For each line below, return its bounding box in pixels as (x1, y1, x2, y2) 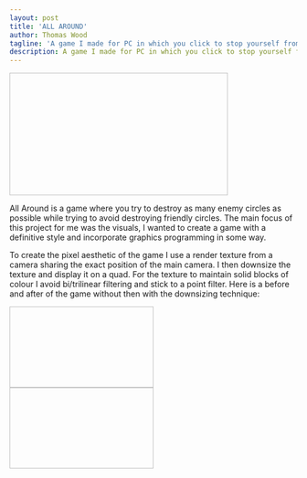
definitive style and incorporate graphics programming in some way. (9, 232, 267, 243)
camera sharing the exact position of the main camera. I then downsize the (9, 259, 291, 270)
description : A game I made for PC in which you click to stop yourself (9, 47, 292, 57)
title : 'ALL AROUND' (9, 22, 89, 31)
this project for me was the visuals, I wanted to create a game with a (9, 223, 267, 234)
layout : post (9, 13, 59, 23)
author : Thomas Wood (9, 30, 89, 39)
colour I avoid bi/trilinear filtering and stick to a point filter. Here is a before (9, 279, 290, 290)
